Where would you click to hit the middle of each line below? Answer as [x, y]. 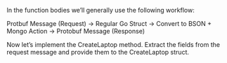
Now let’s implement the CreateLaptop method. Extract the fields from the [113, 44]
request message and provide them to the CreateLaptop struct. [98, 52]
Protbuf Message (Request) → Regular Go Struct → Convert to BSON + [109, 23]
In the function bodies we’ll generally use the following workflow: [100, 10]
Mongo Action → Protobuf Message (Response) [76, 31]
